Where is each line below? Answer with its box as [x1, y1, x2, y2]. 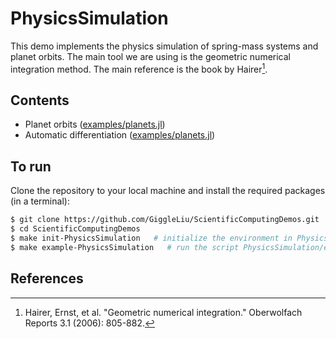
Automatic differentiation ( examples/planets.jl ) [24, 129, 216, 141]
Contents [10, 92, 70, 109]
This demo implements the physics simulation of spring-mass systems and [10, 40, 319, 52]
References [10, 270, 84, 287]
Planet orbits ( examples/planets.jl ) [24, 118, 166, 131]
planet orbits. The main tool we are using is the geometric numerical [10, 50, 291, 62]
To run [10, 158, 52, 175]
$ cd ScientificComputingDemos [10, 224, 141, 234]
